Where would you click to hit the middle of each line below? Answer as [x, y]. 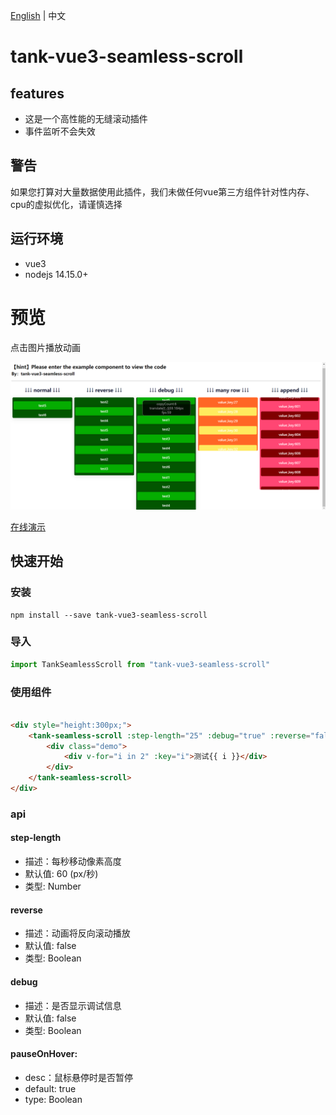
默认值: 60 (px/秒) [61, 874]
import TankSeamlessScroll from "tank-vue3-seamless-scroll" [140, 664]
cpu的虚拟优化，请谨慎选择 [66, 204]
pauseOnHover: [44, 1054]
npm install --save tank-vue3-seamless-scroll [109, 615]
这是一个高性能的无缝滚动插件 [86, 118]
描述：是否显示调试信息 [73, 1005]
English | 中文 [38, 15]
